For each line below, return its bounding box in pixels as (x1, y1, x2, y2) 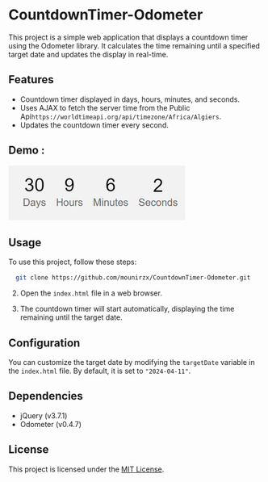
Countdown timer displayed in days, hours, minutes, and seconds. (19, 94, 241, 104)
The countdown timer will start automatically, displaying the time (19, 304, 235, 314)
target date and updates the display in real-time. (8, 49, 169, 59)
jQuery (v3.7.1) (19, 410, 68, 421)
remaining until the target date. (19, 312, 123, 322)
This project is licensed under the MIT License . (8, 464, 165, 474)
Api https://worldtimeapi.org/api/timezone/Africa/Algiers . (19, 111, 222, 121)
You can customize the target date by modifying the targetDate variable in (8, 358, 256, 367)
